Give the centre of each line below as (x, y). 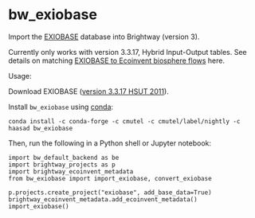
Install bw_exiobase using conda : (61, 107)
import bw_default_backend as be (64, 158)
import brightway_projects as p (62, 165)
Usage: (20, 76)
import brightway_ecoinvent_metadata (71, 171)
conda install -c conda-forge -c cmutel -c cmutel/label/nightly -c (124, 121)
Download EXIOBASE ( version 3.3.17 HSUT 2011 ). (88, 91)
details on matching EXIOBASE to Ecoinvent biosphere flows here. (117, 60)
